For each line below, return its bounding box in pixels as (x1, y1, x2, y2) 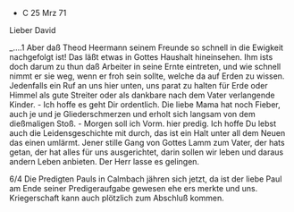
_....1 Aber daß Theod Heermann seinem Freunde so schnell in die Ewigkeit (9, 42, 284, 53)
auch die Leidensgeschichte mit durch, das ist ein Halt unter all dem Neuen (9, 128, 286, 138)
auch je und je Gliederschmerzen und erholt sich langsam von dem (9, 109, 256, 119)
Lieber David (9, 25, 56, 35)
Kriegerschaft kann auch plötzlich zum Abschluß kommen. (9, 192, 225, 203)
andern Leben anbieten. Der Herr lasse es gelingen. (9, 157, 199, 166)
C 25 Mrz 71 (21, 8, 67, 18)
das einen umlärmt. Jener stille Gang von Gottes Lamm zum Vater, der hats (9, 138, 285, 148)
